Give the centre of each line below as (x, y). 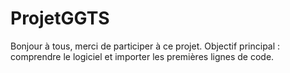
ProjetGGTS (60, 18)
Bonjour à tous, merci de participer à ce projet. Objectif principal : (145, 46)
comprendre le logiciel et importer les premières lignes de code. (142, 56)
